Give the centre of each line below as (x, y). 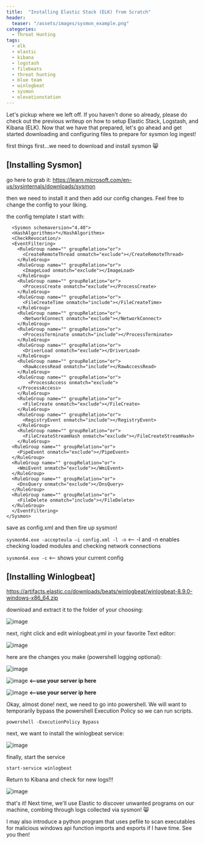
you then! (18, 835)
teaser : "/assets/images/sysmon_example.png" (71, 23)
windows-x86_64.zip (32, 598)
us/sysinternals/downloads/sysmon (51, 186)
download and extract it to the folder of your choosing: (75, 610)
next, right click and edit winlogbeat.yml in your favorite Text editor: (91, 633)
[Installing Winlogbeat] (51, 577)
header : (16, 18)
